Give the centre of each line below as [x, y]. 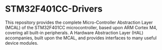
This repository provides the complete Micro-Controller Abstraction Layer [79, 22]
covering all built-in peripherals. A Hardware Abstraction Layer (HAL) [74, 33]
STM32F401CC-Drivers [54, 9]
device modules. [22, 43]
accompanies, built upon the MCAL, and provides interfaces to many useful [81, 38]
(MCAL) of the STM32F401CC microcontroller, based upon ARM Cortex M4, [81, 27]
